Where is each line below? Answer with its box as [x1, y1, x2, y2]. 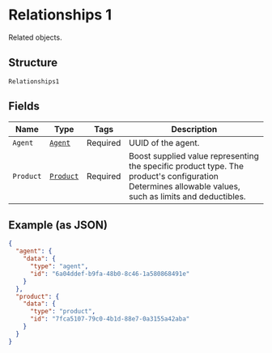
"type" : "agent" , [29, 262, 89, 270]
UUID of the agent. [129, 137, 200, 148]
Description [171, 123, 218, 134]
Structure [8, 56, 58, 70]
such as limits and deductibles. [129, 190, 246, 202]
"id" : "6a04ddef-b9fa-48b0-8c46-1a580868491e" [29, 270, 190, 278]
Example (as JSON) [8, 218, 108, 232]
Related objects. [8, 32, 62, 42]
